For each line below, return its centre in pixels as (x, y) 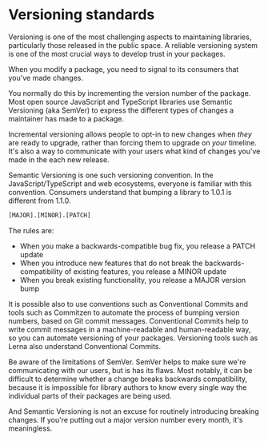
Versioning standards (82, 15)
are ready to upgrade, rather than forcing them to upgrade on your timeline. (133, 142)
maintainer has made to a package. (66, 118)
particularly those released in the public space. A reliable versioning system (133, 45)
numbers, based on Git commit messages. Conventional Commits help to (128, 320)
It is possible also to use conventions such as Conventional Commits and (128, 304)
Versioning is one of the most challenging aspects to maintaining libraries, (130, 37)
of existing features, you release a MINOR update (146, 271)
